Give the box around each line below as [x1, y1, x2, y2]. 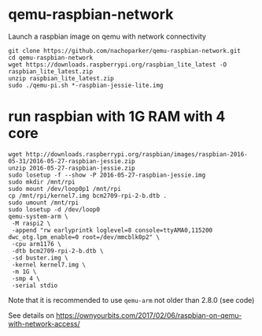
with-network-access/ [8, 319, 80, 328]
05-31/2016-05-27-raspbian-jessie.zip [8, 157, 135, 165]
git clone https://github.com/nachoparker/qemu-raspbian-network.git [8, 47, 242, 54]
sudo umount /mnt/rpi [8, 199, 79, 207]
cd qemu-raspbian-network [8, 54, 93, 62]
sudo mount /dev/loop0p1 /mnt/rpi [8, 185, 122, 192]
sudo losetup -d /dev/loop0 [8, 205, 101, 214]
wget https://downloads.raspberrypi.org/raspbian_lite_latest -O [8, 61, 227, 69]
